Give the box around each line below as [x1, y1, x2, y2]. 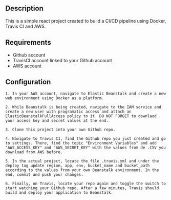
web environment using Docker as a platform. [5, 96, 104, 101]
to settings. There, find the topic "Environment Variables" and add [5, 141, 157, 146]
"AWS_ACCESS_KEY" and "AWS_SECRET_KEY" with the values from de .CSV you [5, 145, 166, 151]
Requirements [5, 38, 51, 47]
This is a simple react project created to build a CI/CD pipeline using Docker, [5, 17, 166, 24]
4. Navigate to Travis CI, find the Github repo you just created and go [5, 136, 166, 141]
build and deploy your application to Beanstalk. [5, 190, 114, 195]
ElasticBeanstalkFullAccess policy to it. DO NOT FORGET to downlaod [5, 114, 157, 119]
